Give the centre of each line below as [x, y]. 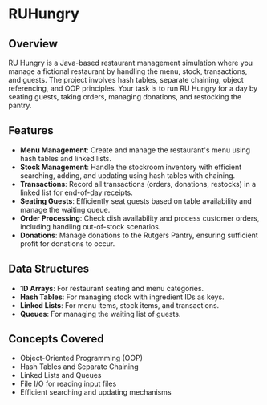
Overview [33, 44]
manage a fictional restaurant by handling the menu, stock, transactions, [128, 71]
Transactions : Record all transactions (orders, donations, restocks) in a [138, 184]
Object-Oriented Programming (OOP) [81, 358]
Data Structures [49, 269]
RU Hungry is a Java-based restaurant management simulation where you [131, 63]
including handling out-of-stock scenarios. [90, 226]
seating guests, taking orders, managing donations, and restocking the [125, 97]
